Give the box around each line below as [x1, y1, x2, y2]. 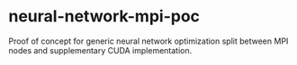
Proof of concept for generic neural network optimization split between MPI [8, 36, 289, 46]
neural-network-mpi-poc [8, 6, 200, 27]
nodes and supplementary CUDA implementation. [8, 45, 193, 55]
